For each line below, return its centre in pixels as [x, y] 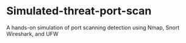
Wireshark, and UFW [33, 33]
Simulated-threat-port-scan [79, 11]
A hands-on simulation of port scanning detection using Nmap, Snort [93, 27]
